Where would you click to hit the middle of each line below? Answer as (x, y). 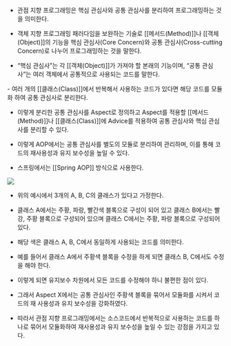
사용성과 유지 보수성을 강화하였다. (83, 303)
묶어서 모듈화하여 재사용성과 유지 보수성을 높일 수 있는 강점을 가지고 (121, 327)
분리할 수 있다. (49, 129)
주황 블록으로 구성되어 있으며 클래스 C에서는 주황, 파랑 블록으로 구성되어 (123, 219)
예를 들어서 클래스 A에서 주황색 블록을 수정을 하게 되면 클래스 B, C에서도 (114, 257)
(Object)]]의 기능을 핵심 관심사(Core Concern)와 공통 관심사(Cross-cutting (120, 42)
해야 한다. (38, 265)
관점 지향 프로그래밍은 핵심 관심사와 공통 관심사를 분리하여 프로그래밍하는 (116, 10)
